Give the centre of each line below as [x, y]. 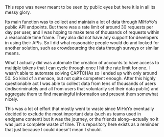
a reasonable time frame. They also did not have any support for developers [82, 37]
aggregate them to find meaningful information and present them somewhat [82, 94]
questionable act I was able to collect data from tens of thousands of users [81, 83]
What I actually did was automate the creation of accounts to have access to [82, 63]
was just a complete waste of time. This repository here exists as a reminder [82, 124]
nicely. [12, 99]
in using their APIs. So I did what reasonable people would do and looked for [82, 43]
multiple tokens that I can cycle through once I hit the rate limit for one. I [78, 68]
